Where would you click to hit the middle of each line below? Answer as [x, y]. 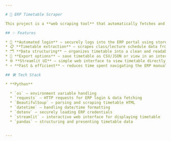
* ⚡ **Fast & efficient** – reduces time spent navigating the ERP [78, 66]
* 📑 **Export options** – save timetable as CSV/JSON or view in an [79, 57]
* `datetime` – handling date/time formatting [60, 107]
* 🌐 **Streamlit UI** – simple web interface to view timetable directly [85, 61]
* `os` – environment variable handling [53, 93]
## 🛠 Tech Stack [23, 75]
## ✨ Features [21, 33]
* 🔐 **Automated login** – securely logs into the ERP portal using [79, 42]
